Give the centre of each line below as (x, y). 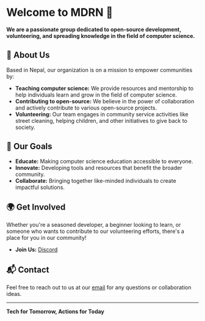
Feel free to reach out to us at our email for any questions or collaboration (99, 287)
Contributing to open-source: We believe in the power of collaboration (105, 101)
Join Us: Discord (36, 249)
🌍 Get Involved (36, 207)
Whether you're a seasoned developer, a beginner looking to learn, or (94, 225)
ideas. (14, 294)
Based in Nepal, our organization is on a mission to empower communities (99, 70)
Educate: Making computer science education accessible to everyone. (104, 161)
